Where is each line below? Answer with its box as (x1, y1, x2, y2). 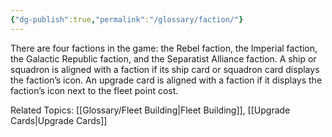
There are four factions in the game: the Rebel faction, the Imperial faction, (10, 42, 318, 54)
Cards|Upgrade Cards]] (10, 114, 108, 126)
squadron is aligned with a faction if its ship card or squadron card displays (10, 63, 320, 75)
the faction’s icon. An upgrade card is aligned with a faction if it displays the (10, 74, 323, 86)
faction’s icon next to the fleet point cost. (10, 84, 179, 96)
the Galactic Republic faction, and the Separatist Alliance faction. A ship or (10, 52, 317, 65)
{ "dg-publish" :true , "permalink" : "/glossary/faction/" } (10, 14, 244, 25)
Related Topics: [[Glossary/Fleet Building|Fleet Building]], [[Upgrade (10, 104, 291, 116)
